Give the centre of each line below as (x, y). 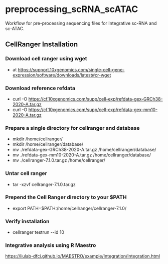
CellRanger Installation (42, 45)
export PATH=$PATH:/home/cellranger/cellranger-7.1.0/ (69, 208)
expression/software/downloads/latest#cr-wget (62, 75)
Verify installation (27, 221)
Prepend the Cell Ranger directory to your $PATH (66, 197)
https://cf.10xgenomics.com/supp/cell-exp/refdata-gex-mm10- (93, 110)
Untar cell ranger (26, 173)
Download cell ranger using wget (46, 59)
